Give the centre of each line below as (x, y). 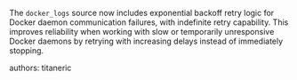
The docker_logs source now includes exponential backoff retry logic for (142, 13)
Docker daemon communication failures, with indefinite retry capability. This (149, 22)
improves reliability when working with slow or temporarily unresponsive (142, 32)
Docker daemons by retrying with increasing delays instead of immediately (146, 41)
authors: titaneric (40, 68)
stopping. (27, 51)
